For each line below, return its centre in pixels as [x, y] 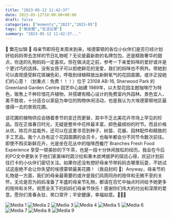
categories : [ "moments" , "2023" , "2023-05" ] [51, 24]
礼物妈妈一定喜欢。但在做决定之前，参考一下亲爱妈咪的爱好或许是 [97, 62]
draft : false [19, 19]
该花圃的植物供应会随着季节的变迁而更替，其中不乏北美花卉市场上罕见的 [81, 118]
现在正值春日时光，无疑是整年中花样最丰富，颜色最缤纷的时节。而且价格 [90, 124]
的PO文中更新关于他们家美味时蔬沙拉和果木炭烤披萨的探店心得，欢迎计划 [82, 156]
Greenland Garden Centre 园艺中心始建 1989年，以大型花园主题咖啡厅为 [81, 87]
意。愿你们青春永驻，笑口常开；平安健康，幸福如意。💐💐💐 [66, 195]
